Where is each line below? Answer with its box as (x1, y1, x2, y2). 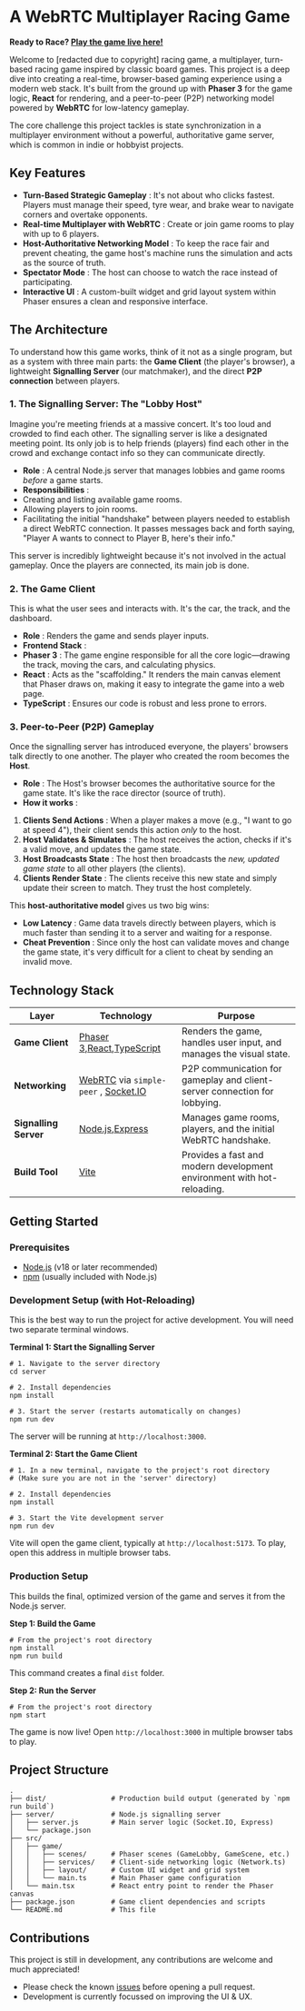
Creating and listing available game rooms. (22, 493, 182, 505)
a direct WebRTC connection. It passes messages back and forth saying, (22, 522, 295, 533)
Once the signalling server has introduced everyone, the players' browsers (9, 741, 289, 752)
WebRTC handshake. (181, 1134, 271, 1146)
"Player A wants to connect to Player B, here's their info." (22, 532, 236, 543)
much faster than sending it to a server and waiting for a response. (22, 927, 272, 938)
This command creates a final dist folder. (9, 1667, 165, 1678)
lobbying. (181, 1096, 221, 1109)
